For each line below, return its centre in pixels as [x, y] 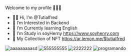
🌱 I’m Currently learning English [45, 28]
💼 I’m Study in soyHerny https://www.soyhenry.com [66, 33]
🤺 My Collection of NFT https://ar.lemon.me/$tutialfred [68, 38]
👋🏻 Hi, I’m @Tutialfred [35, 17]
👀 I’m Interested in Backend [40, 23]
